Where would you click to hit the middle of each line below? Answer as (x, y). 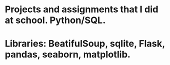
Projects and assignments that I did (82, 9)
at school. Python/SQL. (55, 20)
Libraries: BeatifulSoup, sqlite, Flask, (85, 44)
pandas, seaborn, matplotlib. (68, 55)
